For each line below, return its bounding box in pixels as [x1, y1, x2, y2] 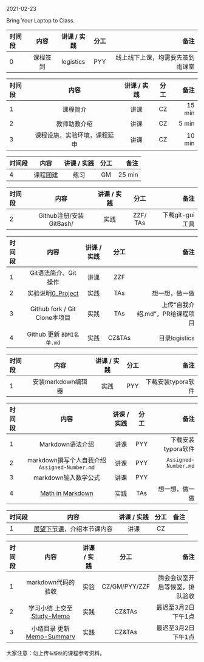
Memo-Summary [25, 632, 76, 641]
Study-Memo [31, 612, 70, 620]
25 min [118, 171, 138, 178]
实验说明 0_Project [27, 289, 79, 297]
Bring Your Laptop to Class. [6, 17, 75, 24]
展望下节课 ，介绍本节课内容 [33, 525, 114, 533]
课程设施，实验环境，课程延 [35, 131, 114, 139]
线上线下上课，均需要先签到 [115, 53, 195, 61]
